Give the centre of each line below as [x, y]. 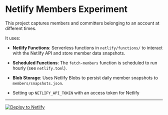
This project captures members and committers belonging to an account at [82, 23]
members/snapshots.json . [38, 83]
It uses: [13, 38]
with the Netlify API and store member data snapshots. [69, 53]
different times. [21, 28]
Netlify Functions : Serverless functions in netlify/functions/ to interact [87, 47]
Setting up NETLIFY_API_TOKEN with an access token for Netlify [76, 92]
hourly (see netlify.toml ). [40, 68]
